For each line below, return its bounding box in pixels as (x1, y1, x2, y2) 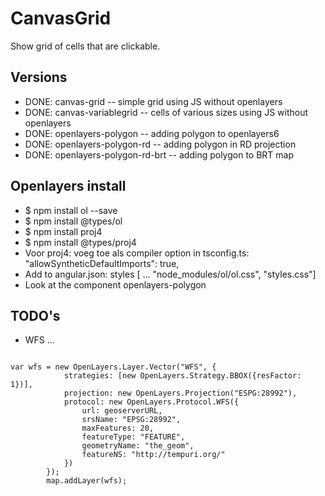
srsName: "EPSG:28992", (81, 415, 182, 425)
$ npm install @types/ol (24, 215, 123, 227)
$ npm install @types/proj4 (24, 236, 137, 248)
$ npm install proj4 (24, 225, 103, 237)
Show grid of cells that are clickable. (10, 40, 161, 52)
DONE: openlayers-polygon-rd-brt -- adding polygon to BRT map (24, 148, 295, 161)
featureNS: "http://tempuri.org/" (81, 450, 226, 460)
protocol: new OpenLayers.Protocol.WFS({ (63, 397, 240, 407)
